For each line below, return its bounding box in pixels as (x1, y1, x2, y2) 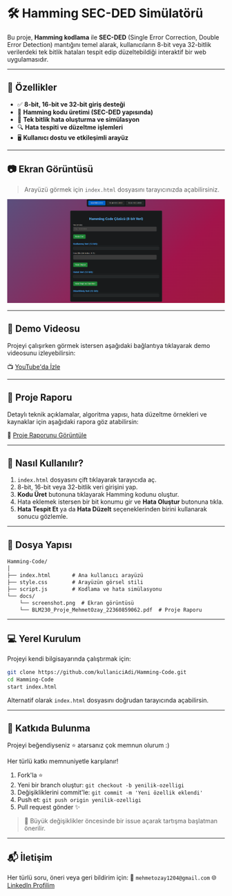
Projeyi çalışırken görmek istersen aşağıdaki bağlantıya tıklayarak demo (7, 341, 211, 349)
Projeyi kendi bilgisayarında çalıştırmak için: (7, 655, 131, 663)
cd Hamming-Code (7, 676, 54, 683)
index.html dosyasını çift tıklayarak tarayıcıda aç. (17, 475, 157, 484)
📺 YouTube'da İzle (7, 363, 61, 371)
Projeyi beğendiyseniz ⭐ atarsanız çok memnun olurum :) (7, 741, 170, 749)
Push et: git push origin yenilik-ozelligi (17, 796, 142, 804)
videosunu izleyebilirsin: (7, 349, 76, 357)
